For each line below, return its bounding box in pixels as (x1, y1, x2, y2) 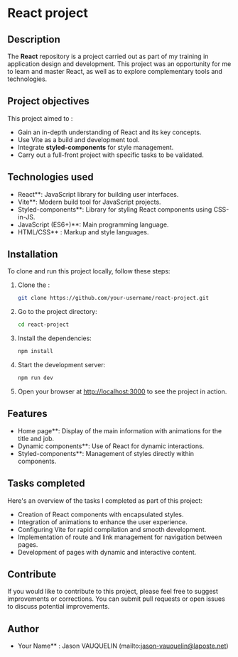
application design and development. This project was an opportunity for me (7, 60, 232, 68)
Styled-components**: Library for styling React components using (17, 205, 212, 214)
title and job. (17, 434, 55, 442)
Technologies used (7, 171, 94, 183)
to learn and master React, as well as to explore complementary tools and (7, 67, 222, 75)
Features (7, 408, 48, 420)
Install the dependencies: (17, 334, 92, 342)
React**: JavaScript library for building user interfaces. (17, 190, 179, 198)
